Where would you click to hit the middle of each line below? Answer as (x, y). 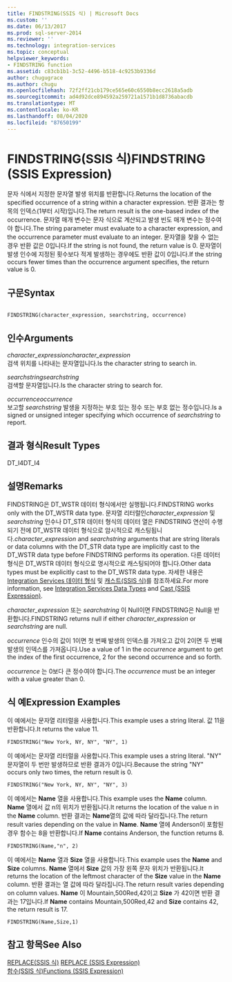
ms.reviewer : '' (30, 39)
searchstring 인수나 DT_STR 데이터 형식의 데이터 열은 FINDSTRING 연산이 (109, 521)
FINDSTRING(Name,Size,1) (43, 922)
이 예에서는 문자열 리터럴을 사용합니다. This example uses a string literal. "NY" (114, 756)
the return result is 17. (38, 909)
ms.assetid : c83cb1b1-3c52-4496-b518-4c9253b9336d (81, 71)
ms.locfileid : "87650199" (44, 122)
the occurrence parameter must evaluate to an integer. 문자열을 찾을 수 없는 (113, 237)
